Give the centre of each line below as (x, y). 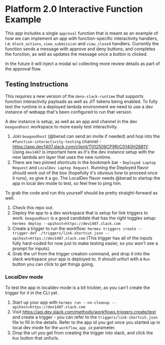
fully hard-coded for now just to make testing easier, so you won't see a (85, 243)
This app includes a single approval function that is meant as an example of (82, 33)
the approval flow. (23, 69)
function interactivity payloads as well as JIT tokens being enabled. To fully (82, 101)
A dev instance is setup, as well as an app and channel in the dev (71, 121)
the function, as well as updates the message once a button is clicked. (76, 54)
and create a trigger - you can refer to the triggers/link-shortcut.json (85, 317)
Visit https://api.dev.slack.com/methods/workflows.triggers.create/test (84, 312)
